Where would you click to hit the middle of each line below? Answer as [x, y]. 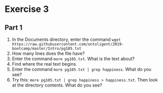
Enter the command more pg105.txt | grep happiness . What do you [81, 69]
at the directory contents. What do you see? [57, 85]
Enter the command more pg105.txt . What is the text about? [73, 59]
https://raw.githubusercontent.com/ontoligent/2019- [68, 44]
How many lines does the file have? [48, 53]
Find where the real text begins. [44, 64]
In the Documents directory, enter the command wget [66, 39]
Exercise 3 [27, 9]
